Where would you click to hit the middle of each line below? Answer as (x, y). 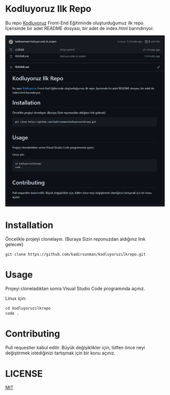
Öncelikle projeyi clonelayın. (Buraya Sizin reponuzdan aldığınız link (75, 239)
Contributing (33, 334)
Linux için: (16, 299)
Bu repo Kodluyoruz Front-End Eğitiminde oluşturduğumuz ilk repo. (75, 23)
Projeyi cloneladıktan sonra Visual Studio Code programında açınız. (75, 289)
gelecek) (14, 245)
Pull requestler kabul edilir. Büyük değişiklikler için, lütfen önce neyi (75, 348)
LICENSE (24, 373)
